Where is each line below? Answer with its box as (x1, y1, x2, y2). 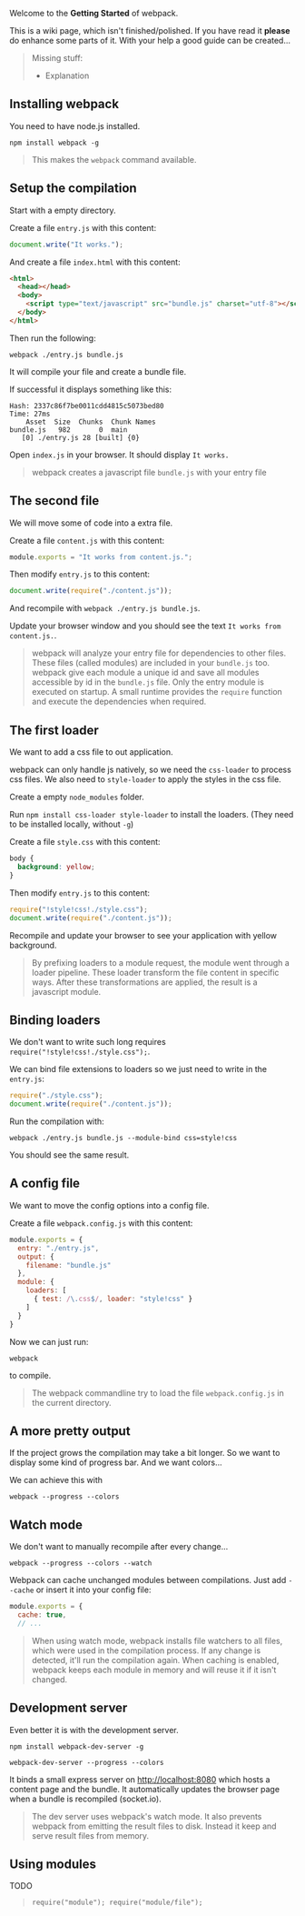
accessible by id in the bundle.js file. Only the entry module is (31, 677, 265, 687)
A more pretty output (9, 1423, 131, 1439)
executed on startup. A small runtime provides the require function (31, 687, 283, 697)
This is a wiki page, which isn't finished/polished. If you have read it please (9, 25, 290, 35)
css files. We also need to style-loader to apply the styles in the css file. (9, 774, 281, 785)
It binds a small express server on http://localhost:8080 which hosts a (9, 1773, 271, 1785)
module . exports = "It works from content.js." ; (9, 552, 193, 562)
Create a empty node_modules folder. (9, 791, 145, 803)
